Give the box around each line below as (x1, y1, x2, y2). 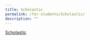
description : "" (5, 16, 39, 21)
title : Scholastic (5, 7, 43, 12)
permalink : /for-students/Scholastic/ (5, 12, 85, 17)
